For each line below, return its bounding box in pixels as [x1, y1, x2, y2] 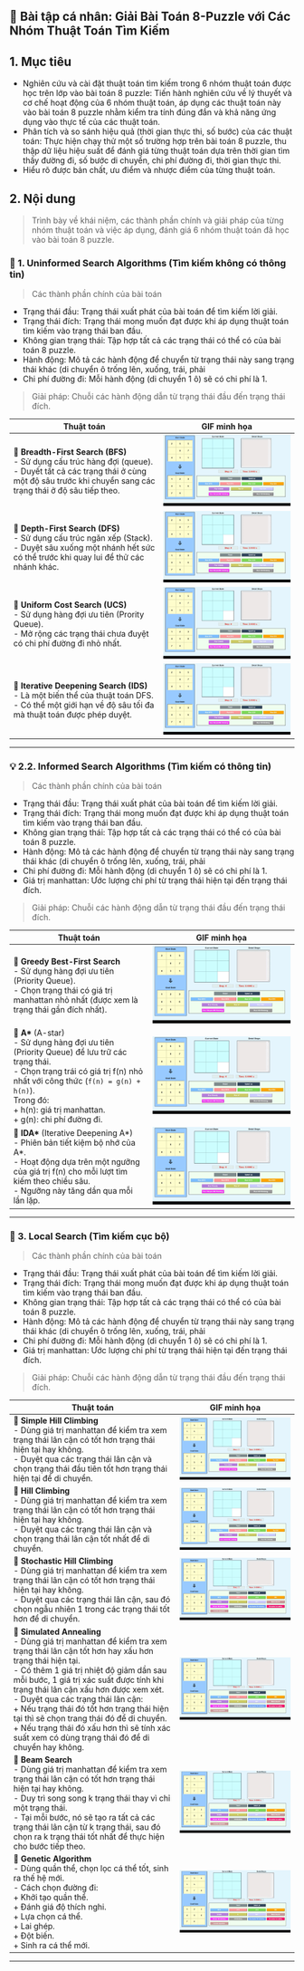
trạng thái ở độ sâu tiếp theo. [13, 486, 120, 496]
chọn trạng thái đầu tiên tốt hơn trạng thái [13, 1463, 167, 1474]
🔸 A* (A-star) [13, 1027, 65, 1038]
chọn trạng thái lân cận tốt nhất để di [13, 1534, 150, 1544]
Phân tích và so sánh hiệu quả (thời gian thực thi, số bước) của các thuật [22, 126, 292, 137]
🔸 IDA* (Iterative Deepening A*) [13, 1128, 134, 1139]
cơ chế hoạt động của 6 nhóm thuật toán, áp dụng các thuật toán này [22, 97, 282, 109]
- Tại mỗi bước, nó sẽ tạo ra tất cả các [13, 1812, 156, 1822]
